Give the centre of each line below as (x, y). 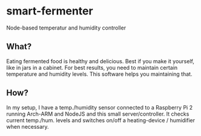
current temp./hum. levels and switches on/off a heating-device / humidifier (101, 120)
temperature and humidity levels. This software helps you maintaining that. (99, 74)
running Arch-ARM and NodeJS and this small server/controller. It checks (98, 114)
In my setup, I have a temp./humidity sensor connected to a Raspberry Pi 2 (99, 107)
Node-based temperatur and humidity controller (66, 28)
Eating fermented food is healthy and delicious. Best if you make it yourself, (100, 61)
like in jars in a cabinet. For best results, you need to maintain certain (92, 67)
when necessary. (28, 126)
